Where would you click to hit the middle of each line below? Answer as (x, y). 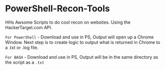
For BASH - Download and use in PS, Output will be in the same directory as (82, 57)
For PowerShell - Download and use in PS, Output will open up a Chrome (80, 37)
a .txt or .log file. (22, 47)
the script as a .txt (25, 62)
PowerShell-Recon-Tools (57, 9)
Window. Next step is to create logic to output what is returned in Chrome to (83, 42)
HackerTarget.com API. (29, 27)
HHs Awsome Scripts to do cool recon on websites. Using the (68, 22)
